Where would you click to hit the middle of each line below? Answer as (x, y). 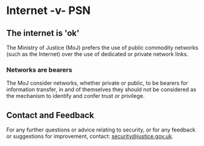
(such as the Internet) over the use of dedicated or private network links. (97, 54)
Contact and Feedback (50, 115)
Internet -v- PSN (48, 11)
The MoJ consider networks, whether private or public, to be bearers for (97, 83)
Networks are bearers (39, 69)
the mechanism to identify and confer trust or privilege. (76, 96)
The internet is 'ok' (43, 33)
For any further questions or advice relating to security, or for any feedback (101, 130)
